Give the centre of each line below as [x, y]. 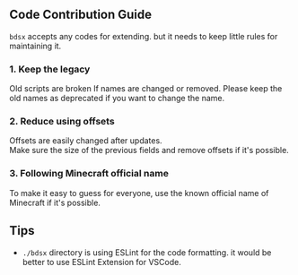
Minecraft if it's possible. [55, 202]
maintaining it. [35, 46]
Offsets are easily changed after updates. [86, 141]
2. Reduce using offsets [62, 122]
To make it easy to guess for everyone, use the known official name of [139, 193]
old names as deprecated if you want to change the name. [117, 99]
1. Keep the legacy [50, 69]
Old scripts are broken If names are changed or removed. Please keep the [146, 89]
